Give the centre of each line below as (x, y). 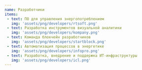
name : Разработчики (25, 10)
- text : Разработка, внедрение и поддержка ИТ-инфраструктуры (72, 55)
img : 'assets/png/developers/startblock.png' (59, 42)
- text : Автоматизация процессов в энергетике (55, 46)
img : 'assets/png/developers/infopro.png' (55, 51)
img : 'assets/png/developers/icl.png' (51, 60)
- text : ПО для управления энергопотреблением (55, 19)
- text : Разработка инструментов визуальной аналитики (64, 28)
